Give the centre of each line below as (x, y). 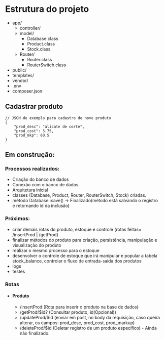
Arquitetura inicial (30, 190)
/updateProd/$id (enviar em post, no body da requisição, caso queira (90, 317)
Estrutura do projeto (47, 9)
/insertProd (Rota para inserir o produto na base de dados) (79, 307)
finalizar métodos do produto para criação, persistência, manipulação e (85, 240)
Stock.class (39, 49)
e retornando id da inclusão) (41, 206)
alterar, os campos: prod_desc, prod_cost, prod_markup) (77, 323)
